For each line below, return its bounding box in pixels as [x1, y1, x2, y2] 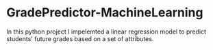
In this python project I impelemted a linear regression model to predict [6, 27, 207, 36]
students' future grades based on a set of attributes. [6, 34, 154, 42]
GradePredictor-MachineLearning [6, 5, 203, 21]
